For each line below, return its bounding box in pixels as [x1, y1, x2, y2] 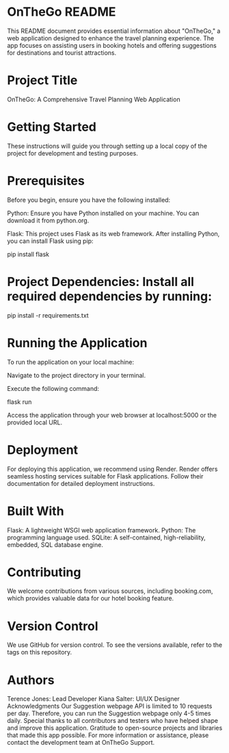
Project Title [7, 73, 78, 88]
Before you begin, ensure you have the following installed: [7, 196, 171, 204]
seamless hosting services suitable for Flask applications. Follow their [7, 472, 204, 480]
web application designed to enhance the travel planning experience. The [7, 34, 215, 42]
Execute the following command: [7, 384, 100, 392]
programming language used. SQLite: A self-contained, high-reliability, [7, 533, 206, 541]
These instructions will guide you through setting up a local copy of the [7, 142, 207, 150]
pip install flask [7, 250, 50, 258]
